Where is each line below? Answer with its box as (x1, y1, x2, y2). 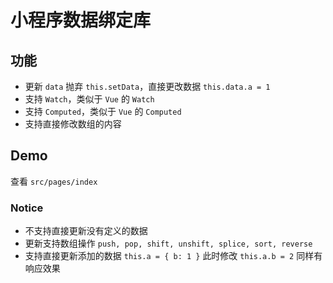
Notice (10, 201, 44, 215)
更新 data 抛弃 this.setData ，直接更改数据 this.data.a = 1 (24, 81, 271, 92)
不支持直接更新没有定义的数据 (24, 225, 148, 237)
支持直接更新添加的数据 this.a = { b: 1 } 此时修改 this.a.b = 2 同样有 (24, 250, 323, 262)
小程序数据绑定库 (10, 9, 152, 32)
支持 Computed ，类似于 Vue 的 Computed (24, 106, 182, 117)
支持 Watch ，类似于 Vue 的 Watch (24, 93, 155, 105)
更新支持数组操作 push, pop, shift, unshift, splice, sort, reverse (24, 237, 313, 250)
